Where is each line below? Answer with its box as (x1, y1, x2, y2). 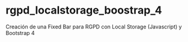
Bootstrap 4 (5, 29, 35, 36)
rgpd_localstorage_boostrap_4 (5, 4, 163, 17)
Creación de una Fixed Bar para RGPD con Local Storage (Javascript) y (5, 23, 182, 30)
